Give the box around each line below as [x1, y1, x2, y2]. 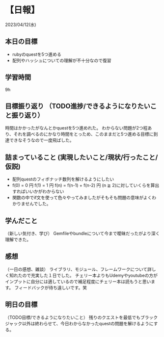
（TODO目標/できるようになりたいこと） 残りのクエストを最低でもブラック [5, 314, 158, 320]
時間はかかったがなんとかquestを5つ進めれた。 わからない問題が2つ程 [5, 125, 148, 131]
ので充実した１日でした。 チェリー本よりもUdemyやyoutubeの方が [22, 272, 158, 278]
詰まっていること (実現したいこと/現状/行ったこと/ [5, 153, 158, 161]
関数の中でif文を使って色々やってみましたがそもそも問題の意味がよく [12, 195, 152, 201]
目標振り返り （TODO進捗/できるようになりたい [5, 102, 151, 110]
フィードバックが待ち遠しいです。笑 [14, 285, 87, 290]
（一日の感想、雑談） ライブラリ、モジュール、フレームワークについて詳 [5, 266, 152, 272]
